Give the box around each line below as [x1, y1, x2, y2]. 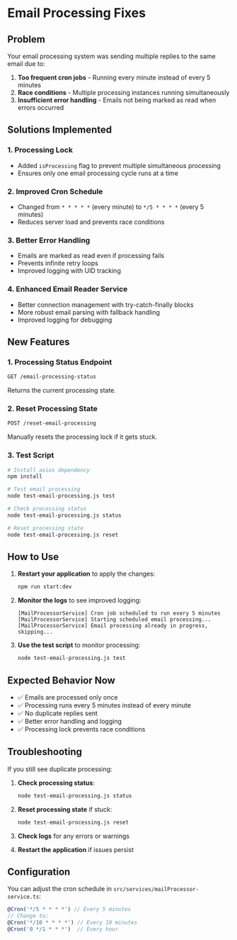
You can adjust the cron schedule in [7, 885, 112, 893]
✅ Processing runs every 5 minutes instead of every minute [17, 700, 191, 710]
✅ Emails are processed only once [17, 693, 118, 701]
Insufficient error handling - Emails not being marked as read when [17, 96, 216, 104]
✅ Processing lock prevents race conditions [17, 724, 146, 733]
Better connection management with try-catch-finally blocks [17, 300, 194, 309]
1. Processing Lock [7, 145, 73, 155]
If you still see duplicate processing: [7, 764, 112, 773]
